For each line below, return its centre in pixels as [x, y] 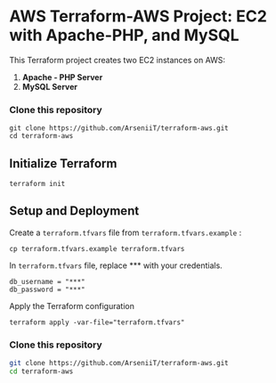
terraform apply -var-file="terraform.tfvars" [97, 322]
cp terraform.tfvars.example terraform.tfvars [97, 249]
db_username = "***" [48, 281]
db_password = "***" [48, 289]
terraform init [37, 184]
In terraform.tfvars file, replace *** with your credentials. [116, 265]
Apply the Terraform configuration [72, 306]
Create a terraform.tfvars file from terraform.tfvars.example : [126, 232]
